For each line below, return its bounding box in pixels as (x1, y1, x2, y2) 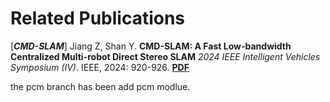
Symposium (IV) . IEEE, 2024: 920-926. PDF (10, 61, 190, 73)
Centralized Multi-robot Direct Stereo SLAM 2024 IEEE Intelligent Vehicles (10, 50, 321, 62)
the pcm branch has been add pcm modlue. (10, 80, 191, 92)
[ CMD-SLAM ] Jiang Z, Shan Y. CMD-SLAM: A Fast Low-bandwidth (10, 40, 292, 52)
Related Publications (10, 7, 186, 30)
